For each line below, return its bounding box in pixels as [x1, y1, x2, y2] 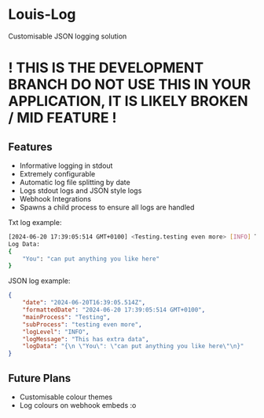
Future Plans [8, 371, 71, 385]
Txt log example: [8, 217, 62, 227]
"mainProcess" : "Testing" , [22, 313, 111, 321]
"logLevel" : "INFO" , [22, 328, 90, 336]
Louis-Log [8, 5, 76, 24]
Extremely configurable [19, 169, 96, 178]
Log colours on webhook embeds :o [19, 401, 137, 409]
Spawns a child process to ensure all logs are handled [19, 202, 195, 212]
